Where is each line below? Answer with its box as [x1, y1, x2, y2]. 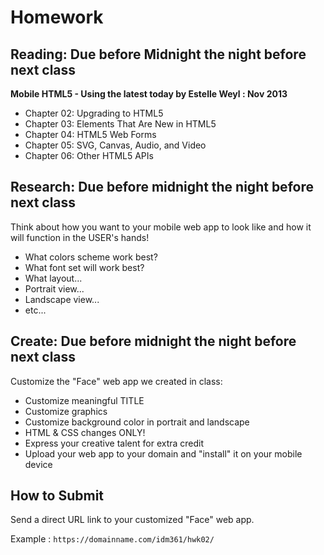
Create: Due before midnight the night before [10, 333, 297, 350]
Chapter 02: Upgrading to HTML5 [24, 107, 164, 119]
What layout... [24, 272, 83, 284]
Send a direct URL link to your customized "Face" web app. [10, 514, 255, 526]
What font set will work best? [24, 261, 145, 273]
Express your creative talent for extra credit [24, 437, 205, 449]
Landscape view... [24, 293, 100, 305]
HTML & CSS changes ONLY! [24, 426, 146, 438]
